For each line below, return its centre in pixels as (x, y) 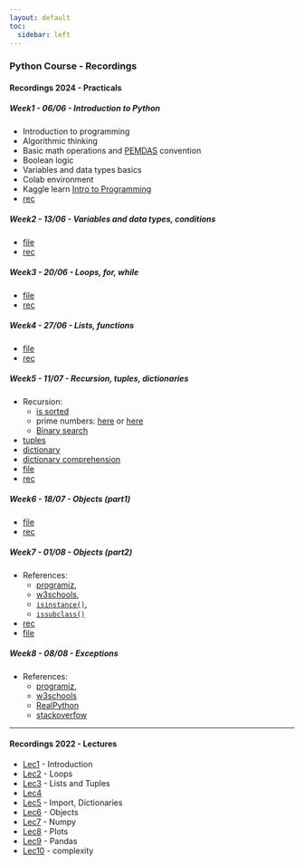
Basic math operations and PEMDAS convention (112, 150)
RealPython (57, 705)
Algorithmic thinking (60, 140)
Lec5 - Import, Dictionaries (72, 803)
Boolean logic (48, 160)
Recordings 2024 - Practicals (66, 88)
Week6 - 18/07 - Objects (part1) (70, 499)
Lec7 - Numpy (49, 822)
